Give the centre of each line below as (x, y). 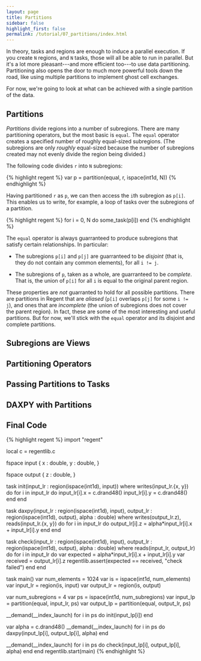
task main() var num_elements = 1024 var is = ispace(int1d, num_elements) (98, 579)
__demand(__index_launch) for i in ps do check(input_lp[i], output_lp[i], (94, 645)
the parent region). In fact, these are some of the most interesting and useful (101, 312)
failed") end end (26, 568)
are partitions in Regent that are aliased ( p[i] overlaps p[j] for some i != (97, 298)
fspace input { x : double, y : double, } (53, 463)
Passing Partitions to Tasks (58, 384)
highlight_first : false (36, 29)
